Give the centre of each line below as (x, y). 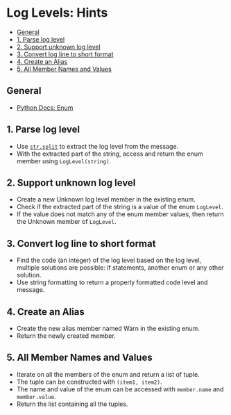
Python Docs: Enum (45, 107)
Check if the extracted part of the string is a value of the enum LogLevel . (120, 207)
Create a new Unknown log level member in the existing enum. (106, 200)
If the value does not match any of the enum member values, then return (120, 214)
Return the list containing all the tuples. (72, 404)
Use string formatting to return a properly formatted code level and (112, 282)
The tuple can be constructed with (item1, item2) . (89, 382)
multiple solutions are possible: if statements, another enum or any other (120, 268)
